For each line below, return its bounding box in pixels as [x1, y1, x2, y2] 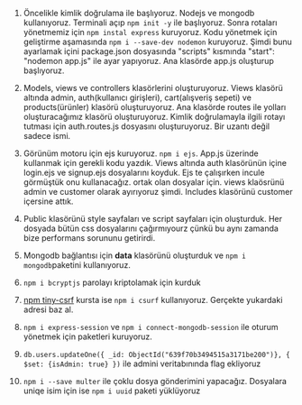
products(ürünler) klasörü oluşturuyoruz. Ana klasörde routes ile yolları [23, 102, 287, 112]
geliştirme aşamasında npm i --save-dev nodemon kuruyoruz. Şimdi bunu [23, 36, 292, 47]
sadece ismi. [23, 131, 71, 141]
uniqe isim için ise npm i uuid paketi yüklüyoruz [23, 385, 201, 396]
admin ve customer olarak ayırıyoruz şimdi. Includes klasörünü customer [23, 187, 293, 197]
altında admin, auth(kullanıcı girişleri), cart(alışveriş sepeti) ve [23, 92, 252, 103]
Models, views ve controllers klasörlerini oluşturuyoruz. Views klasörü [23, 83, 283, 93]
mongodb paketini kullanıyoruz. [23, 260, 132, 270]
